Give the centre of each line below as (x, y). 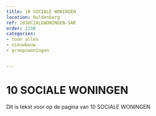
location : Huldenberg (33, 17)
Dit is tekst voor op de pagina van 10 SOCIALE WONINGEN (78, 106)
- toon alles (22, 39)
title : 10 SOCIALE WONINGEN (41, 12)
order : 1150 (21, 28)
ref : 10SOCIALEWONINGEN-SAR (41, 23)
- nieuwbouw (21, 45)
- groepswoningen (28, 51)
